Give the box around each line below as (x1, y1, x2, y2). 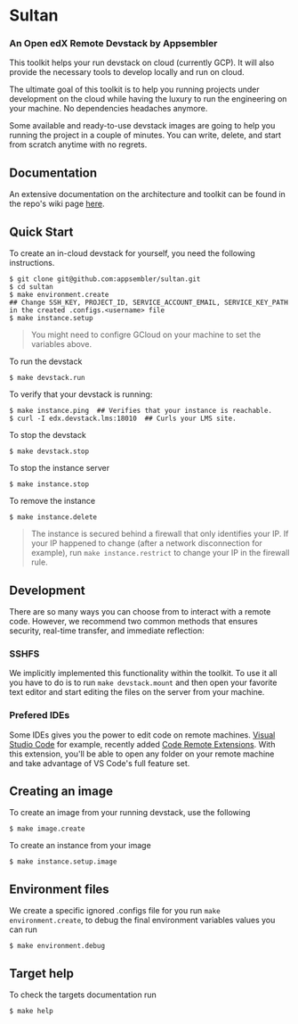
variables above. (30, 339, 92, 350)
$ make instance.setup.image (9, 857, 117, 866)
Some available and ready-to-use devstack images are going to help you (9, 120, 276, 131)
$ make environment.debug (9, 942, 105, 951)
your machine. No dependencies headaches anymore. (9, 103, 208, 114)
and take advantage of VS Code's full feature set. (9, 757, 190, 768)
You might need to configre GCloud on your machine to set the (30, 329, 262, 340)
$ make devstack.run (9, 374, 86, 383)
